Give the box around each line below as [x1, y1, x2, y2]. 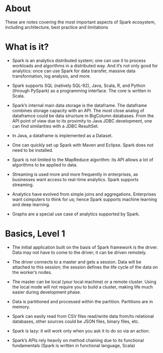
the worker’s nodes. [12, 269, 52, 275]
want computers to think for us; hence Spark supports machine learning [12, 196, 157, 202]
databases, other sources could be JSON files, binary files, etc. [12, 318, 140, 324]
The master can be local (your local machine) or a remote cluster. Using [12, 279, 157, 285]
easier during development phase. [12, 289, 81, 295]
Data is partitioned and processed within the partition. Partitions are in [12, 298, 153, 304]
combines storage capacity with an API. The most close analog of [12, 107, 145, 113]
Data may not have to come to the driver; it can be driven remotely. [12, 249, 147, 255]
